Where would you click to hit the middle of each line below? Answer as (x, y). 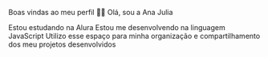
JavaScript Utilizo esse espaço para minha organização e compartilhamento (134, 36)
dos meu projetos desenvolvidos (62, 44)
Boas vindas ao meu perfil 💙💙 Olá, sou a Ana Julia (91, 12)
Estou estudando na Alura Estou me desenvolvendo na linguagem (117, 27)
